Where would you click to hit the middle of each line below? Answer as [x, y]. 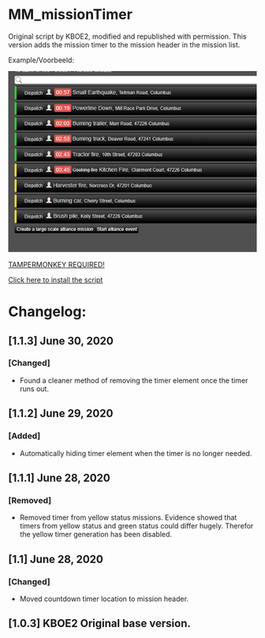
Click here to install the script [56, 280]
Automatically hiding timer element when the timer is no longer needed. [136, 453]
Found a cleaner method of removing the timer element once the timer [134, 380]
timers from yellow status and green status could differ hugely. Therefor [136, 526]
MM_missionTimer [70, 15]
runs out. [34, 389]
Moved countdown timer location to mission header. [104, 599]
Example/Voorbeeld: [41, 60]
